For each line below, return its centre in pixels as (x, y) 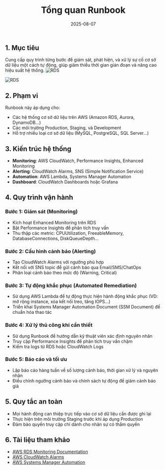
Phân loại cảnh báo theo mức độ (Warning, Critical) (65, 273)
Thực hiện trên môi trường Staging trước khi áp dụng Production (78, 419)
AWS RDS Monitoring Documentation (50, 452)
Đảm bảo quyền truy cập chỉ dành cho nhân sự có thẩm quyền (76, 424)
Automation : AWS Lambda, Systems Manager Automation (72, 177)
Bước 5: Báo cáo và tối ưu (36, 359)
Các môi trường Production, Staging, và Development (67, 128)
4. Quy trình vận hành (39, 198)
